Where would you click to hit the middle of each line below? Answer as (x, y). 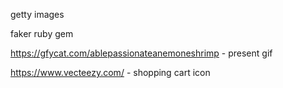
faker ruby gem (42, 33)
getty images (37, 14)
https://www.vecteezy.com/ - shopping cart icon (110, 72)
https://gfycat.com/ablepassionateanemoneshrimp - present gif (141, 53)
